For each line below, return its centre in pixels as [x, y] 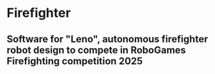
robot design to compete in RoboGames [96, 50]
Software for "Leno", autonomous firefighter [107, 39]
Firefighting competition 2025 [75, 61]
